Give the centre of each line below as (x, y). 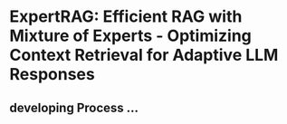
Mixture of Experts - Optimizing (130, 36)
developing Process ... (74, 107)
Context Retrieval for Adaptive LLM (144, 55)
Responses (52, 75)
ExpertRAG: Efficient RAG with (126, 17)
